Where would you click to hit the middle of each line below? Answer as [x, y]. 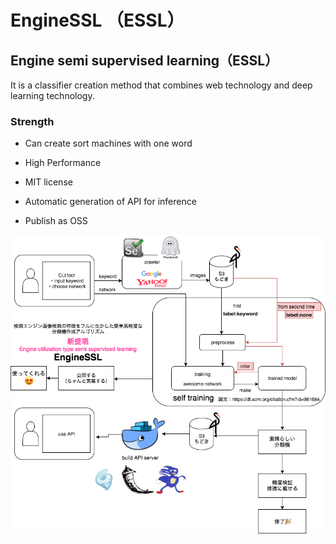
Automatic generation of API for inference [110, 202]
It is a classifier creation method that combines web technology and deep [161, 85]
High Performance [63, 163]
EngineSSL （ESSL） [97, 20]
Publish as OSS [56, 221]
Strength [32, 121]
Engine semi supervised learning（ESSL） [144, 60]
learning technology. [52, 95]
